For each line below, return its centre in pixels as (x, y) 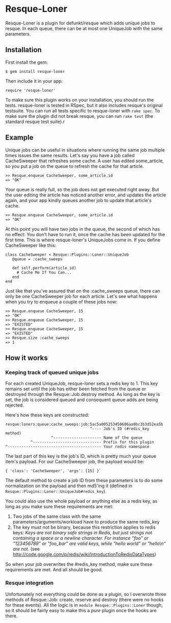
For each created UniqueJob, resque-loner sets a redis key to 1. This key (82, 384)
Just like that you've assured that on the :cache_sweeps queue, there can (83, 291)
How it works (27, 358)
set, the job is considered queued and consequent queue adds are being (82, 400)
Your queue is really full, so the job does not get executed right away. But (82, 189)
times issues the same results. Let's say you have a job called (70, 155)
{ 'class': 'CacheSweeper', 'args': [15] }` (53, 471)
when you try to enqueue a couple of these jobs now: (61, 302)
